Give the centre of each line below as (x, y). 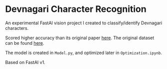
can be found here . (25, 43)
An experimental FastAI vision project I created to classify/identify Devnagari (84, 23)
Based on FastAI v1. (25, 62)
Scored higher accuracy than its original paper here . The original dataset (80, 38)
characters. (17, 28)
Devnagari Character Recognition (76, 9)
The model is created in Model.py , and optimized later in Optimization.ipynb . (84, 53)
